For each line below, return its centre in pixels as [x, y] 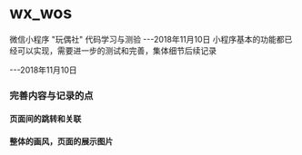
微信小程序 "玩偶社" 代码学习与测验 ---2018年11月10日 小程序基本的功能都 [147, 39]
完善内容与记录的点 [51, 95]
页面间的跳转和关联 [45, 119]
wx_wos [41, 13]
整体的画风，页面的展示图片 [61, 141]
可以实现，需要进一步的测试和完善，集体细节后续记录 [116, 50]
